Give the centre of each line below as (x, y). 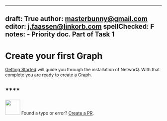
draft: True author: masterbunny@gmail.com (76, 19)
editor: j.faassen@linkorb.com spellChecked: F (80, 27)
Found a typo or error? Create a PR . (58, 113)
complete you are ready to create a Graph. (48, 75)
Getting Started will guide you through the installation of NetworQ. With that (83, 70)
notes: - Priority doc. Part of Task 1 (60, 35)
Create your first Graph (54, 56)
